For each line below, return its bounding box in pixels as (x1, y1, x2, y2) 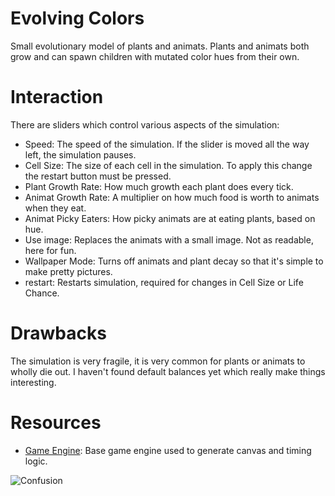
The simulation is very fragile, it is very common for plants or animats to (10, 355, 306, 367)
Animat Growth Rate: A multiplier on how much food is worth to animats (24, 191, 320, 203)
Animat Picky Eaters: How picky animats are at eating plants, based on (24, 212, 316, 224)
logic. (24, 455, 48, 467)
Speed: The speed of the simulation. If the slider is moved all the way (24, 138, 310, 150)
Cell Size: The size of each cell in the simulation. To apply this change (24, 159, 313, 171)
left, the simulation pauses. (24, 148, 137, 161)
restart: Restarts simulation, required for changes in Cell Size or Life (24, 276, 304, 288)
